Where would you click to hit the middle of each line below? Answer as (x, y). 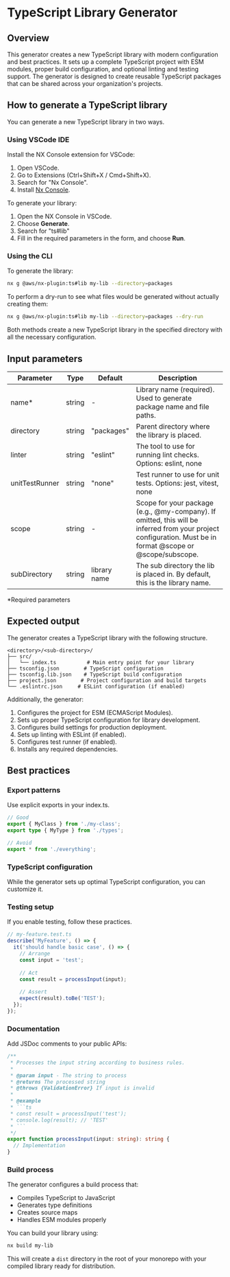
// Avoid (20, 843)
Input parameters (45, 359)
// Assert (34, 992)
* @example (25, 1101)
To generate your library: (42, 203)
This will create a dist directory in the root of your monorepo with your (107, 1259)
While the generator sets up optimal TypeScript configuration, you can (106, 882)
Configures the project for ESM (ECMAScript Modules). (95, 712)
